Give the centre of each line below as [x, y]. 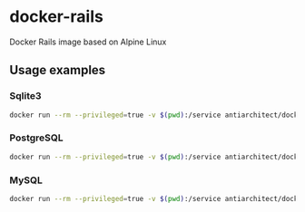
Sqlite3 [26, 96]
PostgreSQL [36, 138]
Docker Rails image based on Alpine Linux [88, 42]
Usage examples [58, 70]
